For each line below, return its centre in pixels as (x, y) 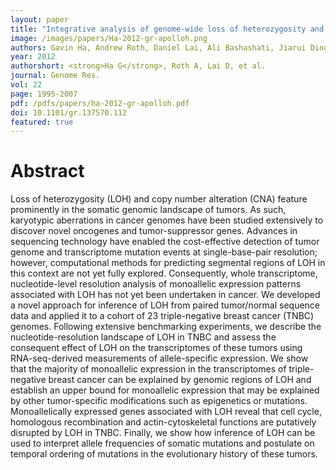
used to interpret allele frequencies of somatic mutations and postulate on (162, 443)
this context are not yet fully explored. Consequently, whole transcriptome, (164, 273)
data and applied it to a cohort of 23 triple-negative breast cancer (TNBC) (162, 316)
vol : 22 (26, 85)
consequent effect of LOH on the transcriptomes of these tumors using (156, 348)
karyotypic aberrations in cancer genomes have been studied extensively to (167, 220)
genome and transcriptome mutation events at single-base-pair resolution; (164, 252)
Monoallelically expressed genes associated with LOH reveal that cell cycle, (166, 412)
